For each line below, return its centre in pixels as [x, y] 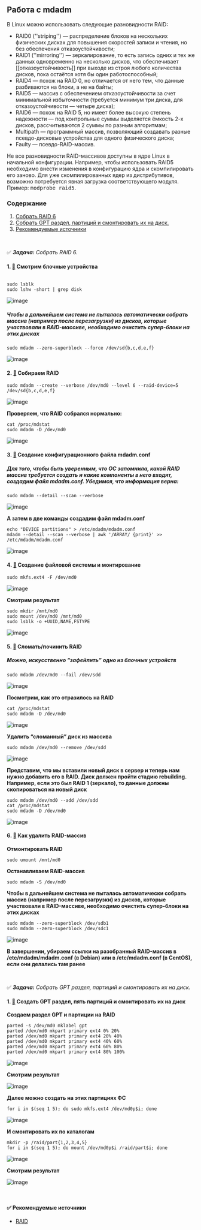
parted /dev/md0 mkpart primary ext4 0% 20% [63, 1031]
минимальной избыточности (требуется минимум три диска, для [99, 100]
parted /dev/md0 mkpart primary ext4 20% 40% [64, 1036]
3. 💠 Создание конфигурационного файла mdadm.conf [79, 455]
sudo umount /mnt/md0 [34, 860]
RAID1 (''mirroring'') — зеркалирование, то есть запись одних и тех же [105, 55]
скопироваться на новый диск [47, 789]
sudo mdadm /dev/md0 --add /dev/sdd [52, 800]
